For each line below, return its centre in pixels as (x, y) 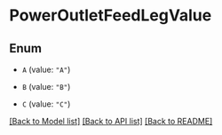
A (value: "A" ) (46, 69)
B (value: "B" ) (46, 87)
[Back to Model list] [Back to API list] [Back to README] (111, 121)
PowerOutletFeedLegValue (111, 16)
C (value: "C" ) (46, 104)
